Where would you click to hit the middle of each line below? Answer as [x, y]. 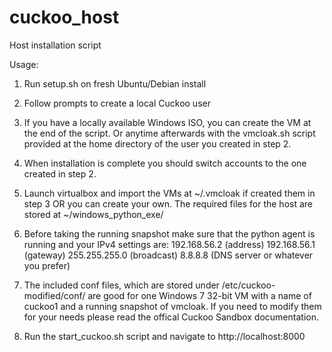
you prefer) [47, 265]
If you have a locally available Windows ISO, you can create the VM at [167, 122]
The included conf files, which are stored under [121, 285]
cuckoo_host [64, 17]
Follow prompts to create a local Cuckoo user [117, 103]
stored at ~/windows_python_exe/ [93, 214]
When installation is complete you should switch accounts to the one [165, 163]
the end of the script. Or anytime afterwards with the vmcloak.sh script [169, 133]
